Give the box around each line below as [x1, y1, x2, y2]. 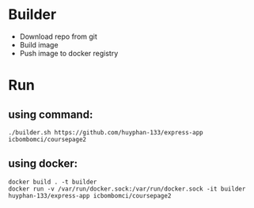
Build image [19, 40, 59, 49]
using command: [8, 108, 93, 121]
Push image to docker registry [19, 48, 119, 58]
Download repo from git [19, 32, 97, 41]
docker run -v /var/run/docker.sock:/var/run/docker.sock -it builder [8, 184, 246, 193]
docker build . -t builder [8, 178, 97, 186]
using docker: [8, 157, 78, 171]
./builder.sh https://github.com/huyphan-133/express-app [8, 128, 203, 136]
